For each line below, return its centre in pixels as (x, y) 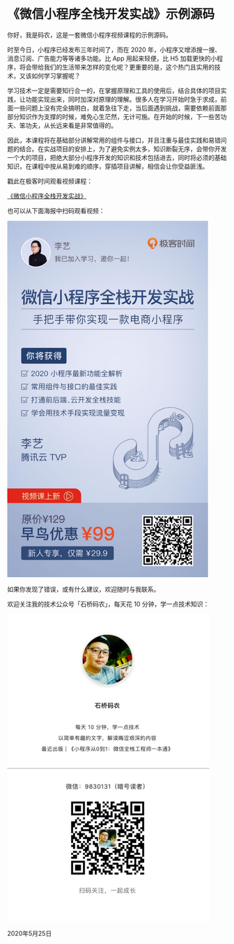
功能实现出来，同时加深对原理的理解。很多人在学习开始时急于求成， (123, 99)
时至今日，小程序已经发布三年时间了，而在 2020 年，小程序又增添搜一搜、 (114, 49)
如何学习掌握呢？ (56, 76)
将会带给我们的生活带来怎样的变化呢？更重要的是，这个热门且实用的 (117, 67)
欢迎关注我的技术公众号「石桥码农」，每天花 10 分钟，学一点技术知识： (108, 604)
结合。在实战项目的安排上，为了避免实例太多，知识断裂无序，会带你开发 (123, 149)
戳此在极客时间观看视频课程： (50, 181)
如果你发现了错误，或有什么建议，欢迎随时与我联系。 (84, 590)
